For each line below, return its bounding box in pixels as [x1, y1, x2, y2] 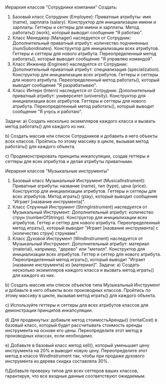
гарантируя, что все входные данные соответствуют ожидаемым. [5, 373, 146, 379]
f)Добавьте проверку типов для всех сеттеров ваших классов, [5, 368, 139, 374]
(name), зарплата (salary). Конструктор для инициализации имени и [12, 19, 157, 25]
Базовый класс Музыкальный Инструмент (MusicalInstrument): [12, 178, 146, 183]
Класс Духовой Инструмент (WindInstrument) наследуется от [12, 235, 143, 241]
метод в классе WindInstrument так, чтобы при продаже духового [5, 353, 145, 359]
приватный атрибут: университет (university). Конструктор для [12, 93, 146, 99]
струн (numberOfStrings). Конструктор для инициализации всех [12, 215, 148, 220]
